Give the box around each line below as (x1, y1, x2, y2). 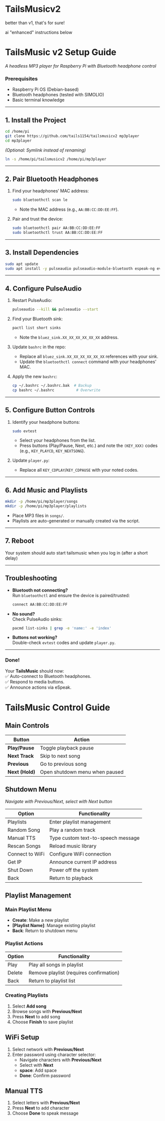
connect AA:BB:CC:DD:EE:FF (12, 602, 68, 607)
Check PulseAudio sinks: (12, 616, 63, 622)
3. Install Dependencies (5, 248, 79, 257)
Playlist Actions (5, 940, 43, 947)
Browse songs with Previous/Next (12, 1008, 82, 1014)
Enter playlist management (49, 818, 111, 825)
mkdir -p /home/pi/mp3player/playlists (5, 504, 87, 509)
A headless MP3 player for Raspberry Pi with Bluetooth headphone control (5, 63, 156, 69)
